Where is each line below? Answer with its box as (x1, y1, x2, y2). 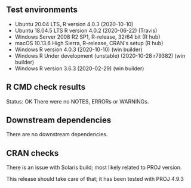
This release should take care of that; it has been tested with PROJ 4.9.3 (6, 176, 184, 183)
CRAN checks (6, 148, 59, 158)
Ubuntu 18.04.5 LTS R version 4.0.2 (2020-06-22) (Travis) (14, 27, 158, 34)
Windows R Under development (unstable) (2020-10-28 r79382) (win (14, 52, 186, 59)
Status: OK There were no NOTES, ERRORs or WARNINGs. (6, 98, 149, 105)
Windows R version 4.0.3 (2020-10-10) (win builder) (14, 46, 143, 53)
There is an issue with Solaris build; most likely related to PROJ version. (6, 164, 182, 171)
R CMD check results (6, 82, 86, 92)
